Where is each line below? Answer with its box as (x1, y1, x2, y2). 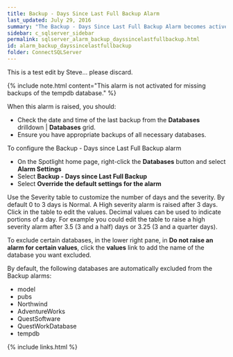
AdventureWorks (17, 307, 66, 315)
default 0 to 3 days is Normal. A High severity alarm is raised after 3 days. (7, 200, 218, 208)
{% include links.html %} (7, 342, 78, 351)
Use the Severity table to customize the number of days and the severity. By (7, 192, 225, 201)
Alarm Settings (17, 165, 62, 173)
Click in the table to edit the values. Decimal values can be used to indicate (7, 208, 222, 216)
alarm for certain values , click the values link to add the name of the (7, 243, 205, 251)
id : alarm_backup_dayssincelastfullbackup (7, 42, 132, 49)
